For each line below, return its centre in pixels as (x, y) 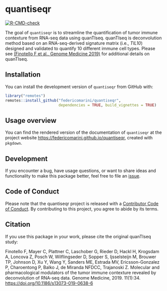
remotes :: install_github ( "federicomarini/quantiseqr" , (63, 100)
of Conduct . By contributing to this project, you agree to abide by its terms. (82, 209)
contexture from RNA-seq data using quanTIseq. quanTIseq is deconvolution (83, 38)
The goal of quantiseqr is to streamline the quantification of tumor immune (82, 32)
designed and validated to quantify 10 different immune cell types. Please (80, 48)
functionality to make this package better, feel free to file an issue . (73, 176)
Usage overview (31, 120)
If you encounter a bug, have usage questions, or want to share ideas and (81, 171)
